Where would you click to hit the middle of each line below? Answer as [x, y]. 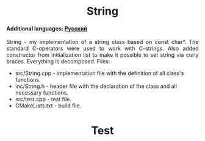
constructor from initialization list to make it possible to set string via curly [103, 55]
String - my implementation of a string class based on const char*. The [103, 42]
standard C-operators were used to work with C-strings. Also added [103, 49]
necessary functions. [42, 93]
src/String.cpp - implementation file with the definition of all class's [99, 73]
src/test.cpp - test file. [43, 99]
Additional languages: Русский [47, 28]
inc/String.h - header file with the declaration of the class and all [96, 86]
